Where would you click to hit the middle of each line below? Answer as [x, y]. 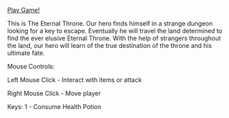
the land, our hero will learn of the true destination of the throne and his [110, 45]
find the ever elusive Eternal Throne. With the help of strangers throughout [114, 38]
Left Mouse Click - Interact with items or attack [74, 80]
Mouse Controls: [31, 66]
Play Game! [24, 10]
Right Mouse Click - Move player [54, 93]
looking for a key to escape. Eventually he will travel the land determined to [115, 31]
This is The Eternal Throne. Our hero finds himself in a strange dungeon [110, 23]
